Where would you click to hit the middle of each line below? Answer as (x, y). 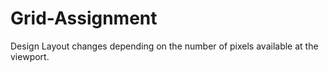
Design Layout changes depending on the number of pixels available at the (164, 46)
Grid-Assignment (84, 18)
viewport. (30, 56)
